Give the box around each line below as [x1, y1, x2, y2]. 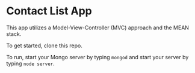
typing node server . [6, 60, 55, 67]
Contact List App [6, 4, 92, 18]
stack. [6, 30, 22, 37]
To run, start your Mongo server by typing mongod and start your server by [6, 53, 189, 60]
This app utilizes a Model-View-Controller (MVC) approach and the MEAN [6, 24, 190, 31]
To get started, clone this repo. [6, 42, 83, 49]
